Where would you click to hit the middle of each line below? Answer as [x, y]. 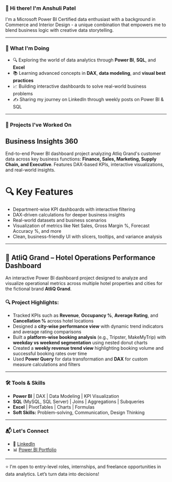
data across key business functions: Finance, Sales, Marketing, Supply [81, 159]
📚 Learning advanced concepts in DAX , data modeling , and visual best [89, 73]
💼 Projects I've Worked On [38, 125]
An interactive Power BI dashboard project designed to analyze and [76, 278]
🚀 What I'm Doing [27, 48]
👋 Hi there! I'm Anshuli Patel [41, 8]
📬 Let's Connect [27, 431]
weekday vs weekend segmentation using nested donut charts [80, 343]
